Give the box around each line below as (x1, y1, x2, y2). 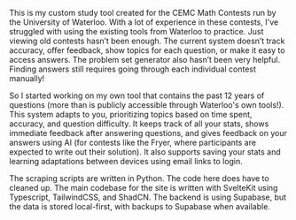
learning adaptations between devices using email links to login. (9, 156, 244, 166)
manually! (9, 73, 45, 83)
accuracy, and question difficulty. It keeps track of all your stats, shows (9, 118, 269, 129)
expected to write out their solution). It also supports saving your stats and (9, 147, 281, 157)
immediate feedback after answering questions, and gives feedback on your (9, 128, 288, 138)
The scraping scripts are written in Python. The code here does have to (9, 173, 269, 184)
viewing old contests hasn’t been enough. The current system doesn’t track (9, 35, 285, 46)
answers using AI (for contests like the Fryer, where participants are (9, 137, 257, 148)
